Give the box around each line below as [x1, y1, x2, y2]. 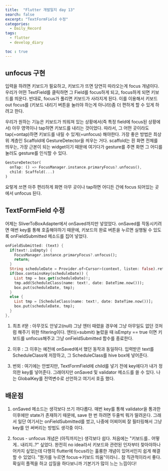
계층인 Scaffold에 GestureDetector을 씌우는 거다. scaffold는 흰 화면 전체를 [10, 137, 158, 143]
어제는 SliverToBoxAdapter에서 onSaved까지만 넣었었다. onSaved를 [5, 220, 141, 226]
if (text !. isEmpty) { [9, 248, 52, 253]
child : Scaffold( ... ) [9, 170, 55, 175]
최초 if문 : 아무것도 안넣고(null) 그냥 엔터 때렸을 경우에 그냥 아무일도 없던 [12, 323, 153, 329]
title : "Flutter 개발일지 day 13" [5, 7, 75, 13]
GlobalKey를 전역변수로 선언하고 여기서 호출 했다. [17, 375, 115, 381]
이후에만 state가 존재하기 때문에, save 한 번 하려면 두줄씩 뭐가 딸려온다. [12, 412, 152, 418]
